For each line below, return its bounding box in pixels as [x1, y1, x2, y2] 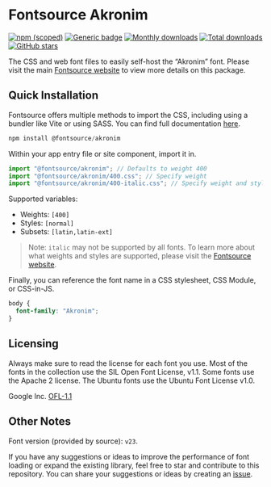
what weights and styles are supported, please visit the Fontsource [27, 251, 252, 261]
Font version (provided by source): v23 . [8, 436, 139, 446]
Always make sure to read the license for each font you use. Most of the [8, 358, 248, 368]
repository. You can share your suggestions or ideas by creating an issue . [8, 468, 253, 478]
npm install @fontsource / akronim [8, 134, 121, 142]
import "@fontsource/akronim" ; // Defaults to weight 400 [8, 164, 207, 173]
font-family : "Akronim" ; [15, 307, 99, 316]
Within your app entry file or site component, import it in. [8, 149, 197, 158]
